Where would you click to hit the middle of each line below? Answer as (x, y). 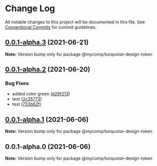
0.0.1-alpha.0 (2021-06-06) (48, 147)
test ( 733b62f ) (27, 104)
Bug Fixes (17, 83)
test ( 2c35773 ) (27, 99)
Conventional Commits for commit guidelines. (51, 27)
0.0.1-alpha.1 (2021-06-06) (47, 120)
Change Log (30, 9)
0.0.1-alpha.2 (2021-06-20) (48, 69)
